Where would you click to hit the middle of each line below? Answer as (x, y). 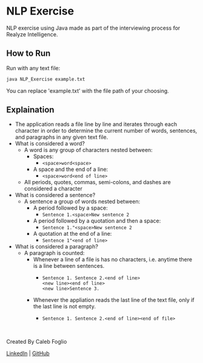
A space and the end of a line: (71, 169)
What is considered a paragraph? (57, 247)
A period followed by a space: (70, 208)
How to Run (28, 54)
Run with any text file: (33, 68)
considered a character (53, 188)
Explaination (30, 110)
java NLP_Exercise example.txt (46, 79)
